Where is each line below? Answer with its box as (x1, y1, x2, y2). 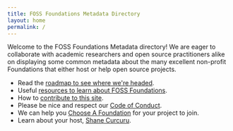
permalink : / (7, 23, 46, 30)
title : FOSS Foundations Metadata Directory (7, 10, 141, 18)
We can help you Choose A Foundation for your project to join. (17, 108, 199, 117)
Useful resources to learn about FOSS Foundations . (17, 86, 168, 95)
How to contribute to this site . (17, 94, 104, 102)
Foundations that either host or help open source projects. (7, 65, 177, 74)
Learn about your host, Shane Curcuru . (17, 116, 132, 125)
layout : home (7, 17, 46, 24)
